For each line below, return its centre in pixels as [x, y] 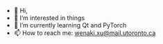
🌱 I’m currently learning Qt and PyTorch [70, 25]
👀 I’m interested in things [49, 18]
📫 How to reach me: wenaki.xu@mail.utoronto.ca [85, 33]
